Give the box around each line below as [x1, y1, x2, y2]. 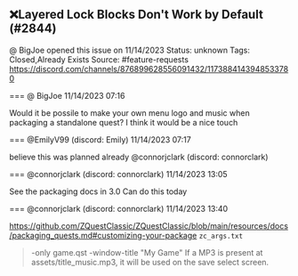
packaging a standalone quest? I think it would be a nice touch [9, 117, 238, 127]
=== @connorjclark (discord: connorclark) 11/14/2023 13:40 [9, 203, 229, 214]
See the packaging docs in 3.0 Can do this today [9, 186, 188, 197]
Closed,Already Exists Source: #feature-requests [9, 53, 189, 65]
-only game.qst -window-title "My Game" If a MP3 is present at [30, 247, 263, 257]
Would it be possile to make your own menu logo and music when [9, 107, 251, 118]
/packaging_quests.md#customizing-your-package [9, 230, 197, 240]
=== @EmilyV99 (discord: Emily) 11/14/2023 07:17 [9, 134, 191, 145]
